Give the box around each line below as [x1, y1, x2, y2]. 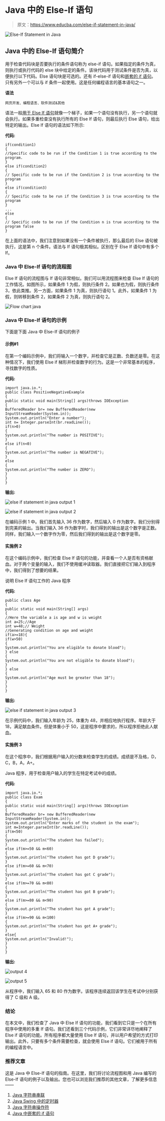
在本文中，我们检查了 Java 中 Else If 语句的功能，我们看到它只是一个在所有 [5, 1020, 157, 1026]
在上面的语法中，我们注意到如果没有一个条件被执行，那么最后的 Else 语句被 [5, 237, 158, 243]
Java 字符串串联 [12, 1092, 45, 1098]
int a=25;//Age [5, 619, 36, 624]
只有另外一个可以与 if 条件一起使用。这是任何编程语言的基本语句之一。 [5, 79, 148, 85]
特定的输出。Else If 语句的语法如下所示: [5, 122, 85, 128]
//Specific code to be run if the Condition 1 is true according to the [5, 151, 157, 156]
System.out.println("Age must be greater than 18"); [5, 675, 115, 680]
